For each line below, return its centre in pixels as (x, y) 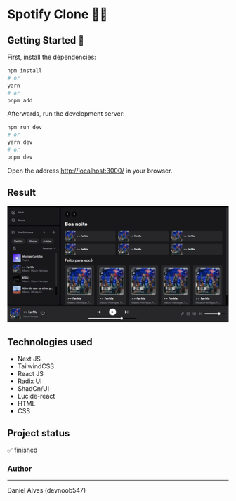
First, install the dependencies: (52, 57)
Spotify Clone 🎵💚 (58, 14)
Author (20, 468)
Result (22, 193)
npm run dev (25, 128)
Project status (39, 433)
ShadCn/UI (33, 389)
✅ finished (22, 450)
